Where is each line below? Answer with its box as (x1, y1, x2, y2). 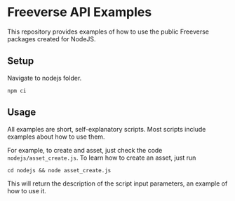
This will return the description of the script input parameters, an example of (7, 179, 228, 188)
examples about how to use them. (7, 132, 105, 141)
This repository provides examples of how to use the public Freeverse (7, 27, 209, 36)
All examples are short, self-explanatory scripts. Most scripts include (7, 125, 206, 133)
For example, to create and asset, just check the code (7, 146, 163, 154)
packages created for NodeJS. (7, 34, 96, 43)
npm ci (7, 87, 27, 95)
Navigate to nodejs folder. (7, 74, 82, 82)
